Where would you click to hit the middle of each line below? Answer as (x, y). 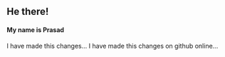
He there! (28, 12)
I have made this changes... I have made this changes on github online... (112, 46)
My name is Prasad (36, 30)
